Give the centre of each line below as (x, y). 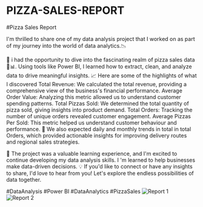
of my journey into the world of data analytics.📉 (66, 45)
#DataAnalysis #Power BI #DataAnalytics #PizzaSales (74, 191)
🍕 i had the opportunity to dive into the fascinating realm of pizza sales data (101, 59)
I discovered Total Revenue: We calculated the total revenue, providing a (96, 84)
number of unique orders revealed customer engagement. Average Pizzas (99, 116)
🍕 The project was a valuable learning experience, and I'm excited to (92, 153)
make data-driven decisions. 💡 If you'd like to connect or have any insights (99, 166)
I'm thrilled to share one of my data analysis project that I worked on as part (101, 39)
